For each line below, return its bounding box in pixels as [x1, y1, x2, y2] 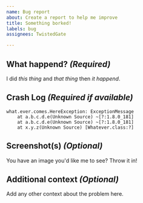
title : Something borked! [6, 20, 71, 26]
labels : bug [6, 25, 36, 32]
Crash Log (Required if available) [6, 92, 133, 103]
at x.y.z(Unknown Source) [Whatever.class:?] [17, 124, 135, 130]
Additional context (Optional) [6, 174, 119, 184]
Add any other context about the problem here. [6, 190, 124, 198]
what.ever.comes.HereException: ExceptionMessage [6, 108, 135, 115]
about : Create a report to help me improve [6, 14, 118, 21]
